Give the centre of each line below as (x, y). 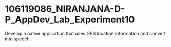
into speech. (18, 39)
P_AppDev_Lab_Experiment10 (70, 19)
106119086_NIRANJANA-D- (65, 9)
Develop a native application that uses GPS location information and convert (85, 33)
